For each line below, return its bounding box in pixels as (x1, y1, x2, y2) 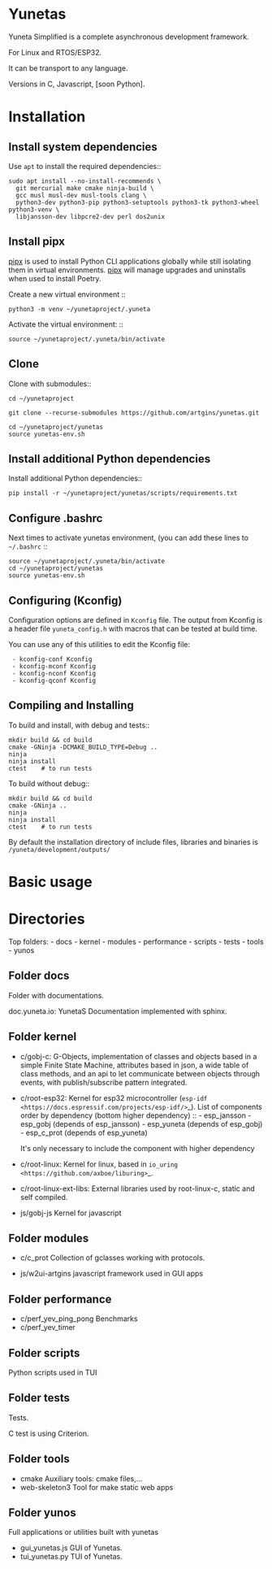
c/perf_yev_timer (19, 1323, 76, 1332)
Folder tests (8, 1391, 71, 1405)
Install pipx (8, 235, 65, 249)
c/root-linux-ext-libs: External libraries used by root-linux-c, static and (19, 1184, 255, 1193)
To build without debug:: (8, 778, 90, 789)
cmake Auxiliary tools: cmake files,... (19, 1473, 143, 1484)
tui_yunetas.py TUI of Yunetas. (19, 1552, 123, 1562)
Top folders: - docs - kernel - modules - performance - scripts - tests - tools (8, 937, 264, 946)
